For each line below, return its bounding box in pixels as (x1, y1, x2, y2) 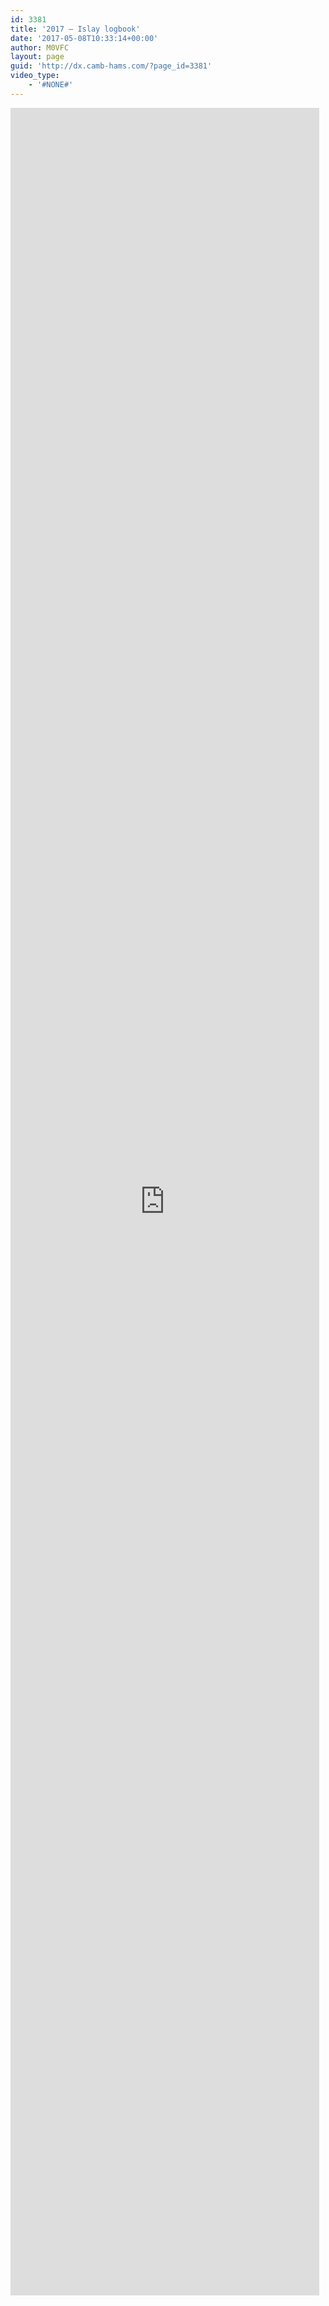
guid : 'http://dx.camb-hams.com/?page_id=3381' (10, 61, 213, 71)
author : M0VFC (10, 42, 70, 53)
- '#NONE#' (28, 80, 74, 90)
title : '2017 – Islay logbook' (10, 24, 141, 34)
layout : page (10, 52, 65, 62)
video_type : (10, 71, 60, 81)
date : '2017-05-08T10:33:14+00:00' (10, 33, 159, 43)
